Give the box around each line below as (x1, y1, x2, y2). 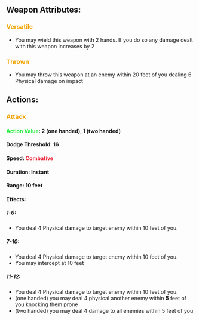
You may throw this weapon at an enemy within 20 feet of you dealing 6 (14, 71, 192, 78)
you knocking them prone (14, 301, 78, 308)
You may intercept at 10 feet (14, 259, 84, 266)
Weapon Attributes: (6, 5, 81, 15)
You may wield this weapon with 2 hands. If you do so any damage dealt (14, 36, 193, 44)
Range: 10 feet (6, 182, 43, 189)
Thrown (6, 57, 30, 66)
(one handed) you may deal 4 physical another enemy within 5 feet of (14, 294, 187, 301)
